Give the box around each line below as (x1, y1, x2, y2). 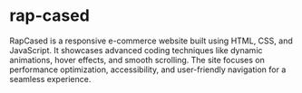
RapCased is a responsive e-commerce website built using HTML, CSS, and (9, 35, 293, 46)
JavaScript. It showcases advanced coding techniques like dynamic (9, 44, 263, 55)
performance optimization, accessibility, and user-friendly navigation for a (9, 64, 287, 75)
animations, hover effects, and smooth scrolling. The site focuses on (9, 54, 265, 65)
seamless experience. (9, 73, 92, 84)
